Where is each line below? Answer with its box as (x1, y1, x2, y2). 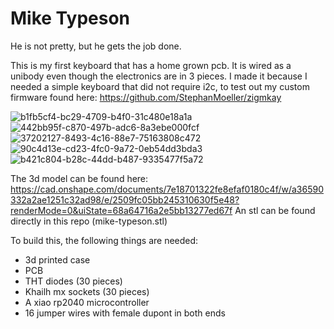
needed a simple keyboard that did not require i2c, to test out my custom (10, 80, 310, 92)
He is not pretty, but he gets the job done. (10, 40, 182, 52)
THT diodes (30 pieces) (24, 275, 123, 287)
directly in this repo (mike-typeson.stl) (10, 215, 168, 227)
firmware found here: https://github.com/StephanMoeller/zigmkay (10, 91, 282, 103)
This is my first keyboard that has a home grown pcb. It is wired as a (10, 59, 292, 71)
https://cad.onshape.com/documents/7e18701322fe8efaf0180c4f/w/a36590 (10, 183, 324, 195)
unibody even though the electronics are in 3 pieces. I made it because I (10, 70, 308, 82)
